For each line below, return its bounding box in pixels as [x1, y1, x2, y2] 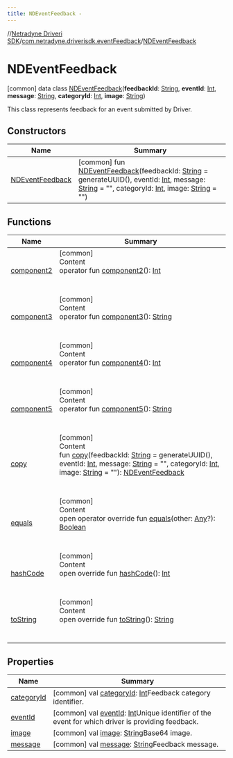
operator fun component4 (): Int [58, 358, 161, 368]
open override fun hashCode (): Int [58, 569, 171, 578]
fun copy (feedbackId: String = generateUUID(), [58, 450, 213, 460]
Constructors [7, 125, 67, 136]
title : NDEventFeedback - [7, 10, 82, 17]
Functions [7, 216, 52, 228]
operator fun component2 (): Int [58, 266, 161, 276]
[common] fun [78, 157, 126, 167]
